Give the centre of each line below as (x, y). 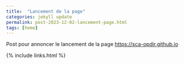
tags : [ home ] (22, 28)
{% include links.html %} (36, 55)
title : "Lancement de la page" (46, 11)
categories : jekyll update (39, 17)
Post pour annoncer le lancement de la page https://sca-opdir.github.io (92, 44)
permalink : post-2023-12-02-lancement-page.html (67, 22)
